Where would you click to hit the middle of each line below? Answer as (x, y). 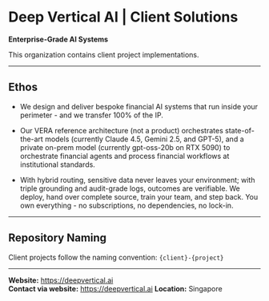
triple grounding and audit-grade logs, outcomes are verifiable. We (130, 188)
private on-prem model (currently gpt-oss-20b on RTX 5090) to (125, 147)
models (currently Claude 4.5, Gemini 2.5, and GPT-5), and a (145, 139)
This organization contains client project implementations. (104, 54)
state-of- (240, 130)
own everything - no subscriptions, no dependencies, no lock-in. (126, 205)
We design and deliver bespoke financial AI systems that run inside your (139, 106)
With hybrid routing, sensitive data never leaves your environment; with (137, 180)
